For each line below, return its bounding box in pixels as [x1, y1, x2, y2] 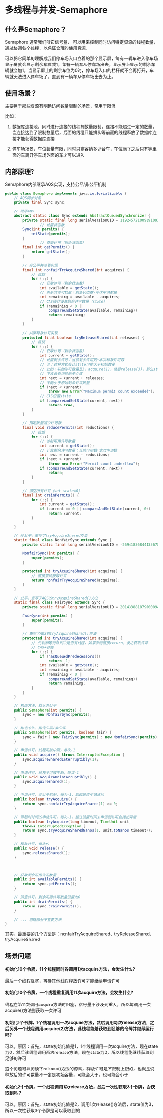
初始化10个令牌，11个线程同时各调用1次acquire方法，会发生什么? [5, 966, 135, 972]
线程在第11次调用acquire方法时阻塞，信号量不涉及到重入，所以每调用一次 [5, 1002, 151, 1007]
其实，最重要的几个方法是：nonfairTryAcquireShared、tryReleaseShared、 [5, 931, 154, 937]
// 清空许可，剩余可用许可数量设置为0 [14, 895, 81, 900]
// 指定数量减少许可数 [22, 421, 62, 426]
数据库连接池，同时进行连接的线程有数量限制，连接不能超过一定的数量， [12, 123, 157, 129]
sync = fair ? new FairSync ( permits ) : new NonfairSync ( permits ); [22, 734, 160, 740]
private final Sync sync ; [14, 200, 66, 205]
